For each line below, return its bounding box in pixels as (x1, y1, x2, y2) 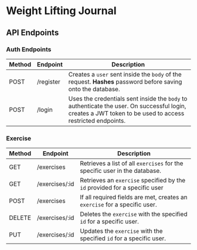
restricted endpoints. (68, 116, 126, 125)
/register (37, 78, 60, 86)
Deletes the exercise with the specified (80, 210, 188, 218)
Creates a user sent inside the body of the (68, 70, 182, 78)
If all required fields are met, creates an (80, 193, 188, 201)
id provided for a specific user (80, 184, 164, 192)
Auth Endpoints (6, 45, 52, 54)
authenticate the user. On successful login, (68, 102, 186, 110)
